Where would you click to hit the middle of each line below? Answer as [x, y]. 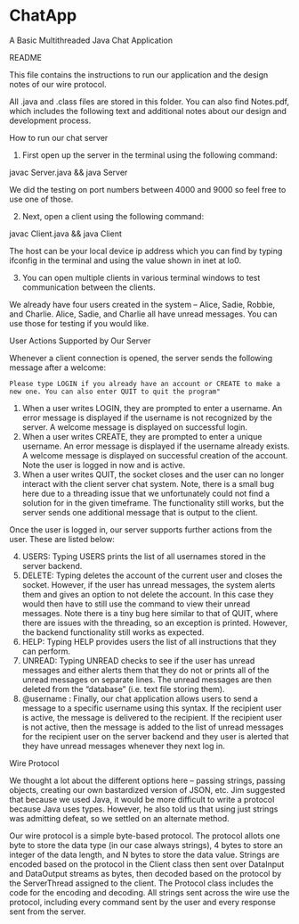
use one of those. [41, 199]
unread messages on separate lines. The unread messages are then [147, 680]
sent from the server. [48, 912]
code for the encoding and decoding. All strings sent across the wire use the [149, 892]
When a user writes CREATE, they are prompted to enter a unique [142, 436]
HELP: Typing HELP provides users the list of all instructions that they [149, 641]
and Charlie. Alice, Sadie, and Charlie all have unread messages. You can [143, 314]
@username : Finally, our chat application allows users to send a [140, 698]
